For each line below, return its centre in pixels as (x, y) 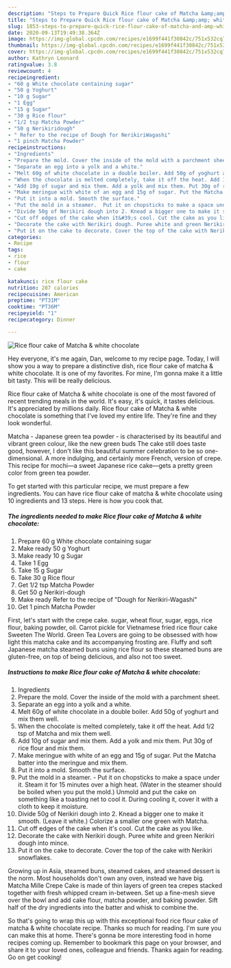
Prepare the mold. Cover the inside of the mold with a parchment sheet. (119, 697)
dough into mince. (43, 843)
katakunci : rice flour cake (48, 281)
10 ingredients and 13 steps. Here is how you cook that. (86, 500)
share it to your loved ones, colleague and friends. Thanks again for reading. (115, 949)
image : (17, 39)
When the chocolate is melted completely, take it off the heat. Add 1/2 (116, 726)
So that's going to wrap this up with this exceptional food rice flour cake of (113, 921)
